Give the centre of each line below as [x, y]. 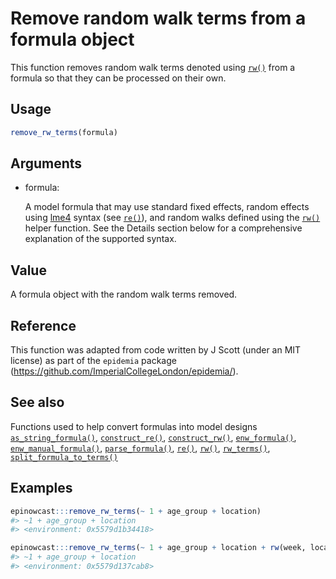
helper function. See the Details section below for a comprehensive [163, 228]
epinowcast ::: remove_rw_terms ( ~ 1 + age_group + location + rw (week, [158, 548]
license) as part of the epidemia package [93, 361]
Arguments [46, 163]
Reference [43, 325]
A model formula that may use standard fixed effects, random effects [167, 207]
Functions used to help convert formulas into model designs [134, 426]
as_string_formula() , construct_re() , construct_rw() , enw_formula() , [153, 437]
